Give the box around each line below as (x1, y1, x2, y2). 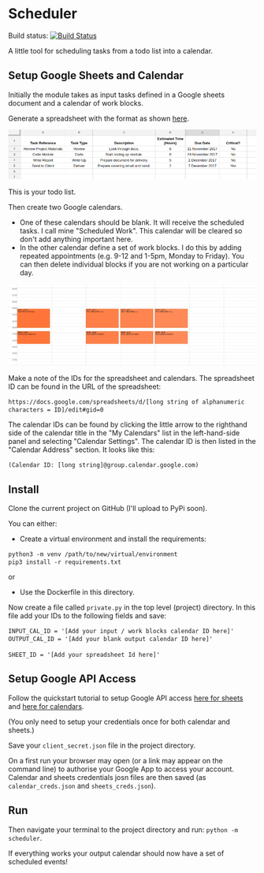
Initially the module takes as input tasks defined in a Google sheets (8, 90, 225, 99)
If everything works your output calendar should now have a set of (8, 849, 225, 858)
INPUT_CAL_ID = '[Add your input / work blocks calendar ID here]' (8, 627, 235, 635)
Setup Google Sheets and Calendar (8, 69, 184, 83)
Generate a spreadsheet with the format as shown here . (8, 114, 190, 123)
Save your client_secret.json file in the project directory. (8, 741, 196, 750)
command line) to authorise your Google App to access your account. (8, 764, 235, 774)
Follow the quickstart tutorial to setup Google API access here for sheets (8, 693, 244, 703)
